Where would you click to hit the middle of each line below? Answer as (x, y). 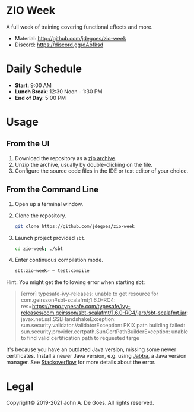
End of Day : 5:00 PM (40, 98)
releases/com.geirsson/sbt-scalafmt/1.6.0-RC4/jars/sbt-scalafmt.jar (104, 313)
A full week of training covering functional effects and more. (79, 27)
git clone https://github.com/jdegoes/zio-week (74, 226)
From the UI (28, 144)
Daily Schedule (44, 69)
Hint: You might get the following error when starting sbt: (76, 282)
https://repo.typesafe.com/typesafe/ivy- (81, 307)
